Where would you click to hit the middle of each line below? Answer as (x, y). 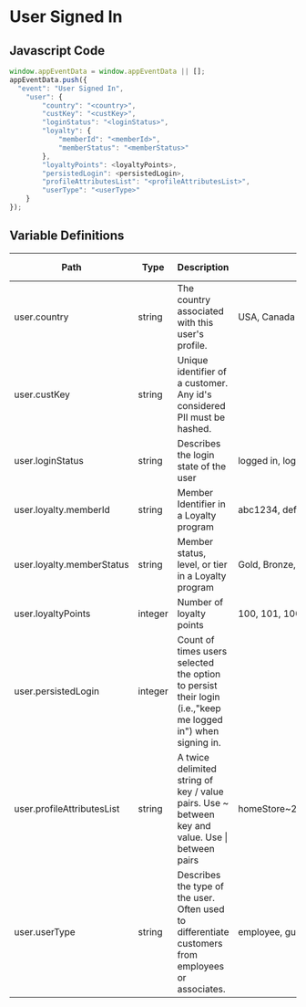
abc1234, (259, 509)
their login (199, 697)
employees (201, 966)
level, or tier (202, 564)
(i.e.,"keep (199, 708)
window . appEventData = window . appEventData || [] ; (107, 71)
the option (199, 674)
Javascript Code (57, 51)
